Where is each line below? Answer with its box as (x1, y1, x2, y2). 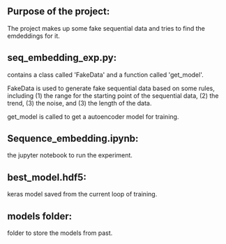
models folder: (7, 210, 73, 222)
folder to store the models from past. (7, 229, 113, 237)
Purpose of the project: (7, 6, 110, 17)
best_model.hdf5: (7, 171, 87, 183)
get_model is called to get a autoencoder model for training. (7, 112, 179, 121)
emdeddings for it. (7, 31, 61, 40)
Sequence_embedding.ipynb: (7, 133, 139, 145)
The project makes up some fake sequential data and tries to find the (7, 24, 206, 32)
